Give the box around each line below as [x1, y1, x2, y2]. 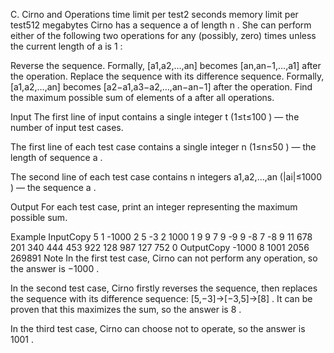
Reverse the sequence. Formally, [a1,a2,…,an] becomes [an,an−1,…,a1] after [10, 60, 322, 71]
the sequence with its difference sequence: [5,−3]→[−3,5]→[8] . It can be [10, 293, 313, 304]
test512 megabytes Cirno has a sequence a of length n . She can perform [10, 19, 312, 31]
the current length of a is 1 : [10, 40, 123, 52]
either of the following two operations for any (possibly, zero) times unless [10, 30, 317, 41]
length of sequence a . [10, 152, 103, 163]
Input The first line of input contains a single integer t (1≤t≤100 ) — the [10, 111, 300, 123]
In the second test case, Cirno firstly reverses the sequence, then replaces [10, 282, 318, 294]
